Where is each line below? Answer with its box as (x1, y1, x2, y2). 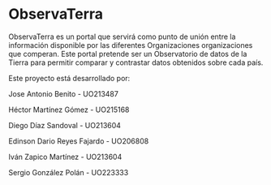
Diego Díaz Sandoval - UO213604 (8, 120, 122, 130)
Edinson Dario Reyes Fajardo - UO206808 (8, 136, 149, 146)
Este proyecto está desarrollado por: (8, 73, 131, 83)
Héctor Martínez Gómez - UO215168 (8, 105, 130, 114)
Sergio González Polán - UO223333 (8, 167, 129, 177)
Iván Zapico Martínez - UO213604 (8, 152, 123, 161)
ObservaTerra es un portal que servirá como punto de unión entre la (8, 32, 236, 41)
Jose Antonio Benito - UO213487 (8, 88, 119, 98)
